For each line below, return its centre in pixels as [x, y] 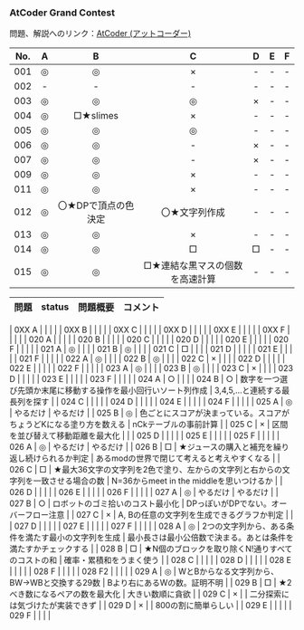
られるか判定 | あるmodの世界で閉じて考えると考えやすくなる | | [160, 458]
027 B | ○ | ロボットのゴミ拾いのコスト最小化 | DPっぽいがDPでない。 [140, 503]
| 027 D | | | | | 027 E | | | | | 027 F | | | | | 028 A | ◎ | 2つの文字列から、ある [148, 526]
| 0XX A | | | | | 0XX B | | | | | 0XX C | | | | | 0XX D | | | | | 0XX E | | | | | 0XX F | [150, 330]
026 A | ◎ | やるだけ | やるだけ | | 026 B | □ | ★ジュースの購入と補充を [142, 447]
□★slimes [96, 116]
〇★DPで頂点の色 [96, 205]
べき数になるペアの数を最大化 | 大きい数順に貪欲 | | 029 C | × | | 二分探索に [149, 594]
